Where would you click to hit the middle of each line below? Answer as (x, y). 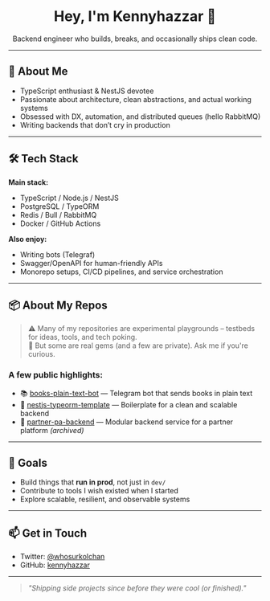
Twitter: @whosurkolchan (62, 557)
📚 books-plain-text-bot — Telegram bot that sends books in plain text (136, 393)
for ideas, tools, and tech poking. (83, 337)
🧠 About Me (38, 72)
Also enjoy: (28, 239)
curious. (41, 354)
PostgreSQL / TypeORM (59, 206)
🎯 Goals (28, 463)
